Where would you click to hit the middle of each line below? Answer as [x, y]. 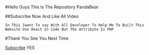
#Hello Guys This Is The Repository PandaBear [52, 7]
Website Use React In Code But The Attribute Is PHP [59, 29]
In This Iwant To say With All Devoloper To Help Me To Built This [75, 25]
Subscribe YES [20, 48]
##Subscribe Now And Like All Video [42, 16]
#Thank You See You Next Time [37, 38]
